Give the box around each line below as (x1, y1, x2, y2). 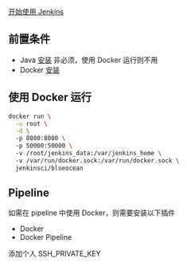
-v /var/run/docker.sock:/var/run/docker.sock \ (15, 156, 180, 165)
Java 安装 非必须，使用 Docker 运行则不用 (19, 55, 158, 65)
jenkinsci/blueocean (15, 164, 84, 172)
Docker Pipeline (19, 233, 72, 242)
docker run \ (8, 112, 52, 120)
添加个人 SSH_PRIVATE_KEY (8, 249, 101, 259)
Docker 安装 (19, 65, 60, 74)
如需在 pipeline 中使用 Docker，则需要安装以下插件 (8, 208, 176, 217)
